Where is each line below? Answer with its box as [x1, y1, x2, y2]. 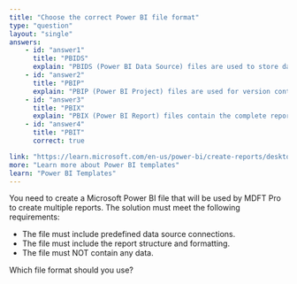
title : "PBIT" [32, 128, 86, 137]
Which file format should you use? [9, 265, 134, 275]
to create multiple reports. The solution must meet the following [9, 203, 240, 213]
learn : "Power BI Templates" [9, 169, 117, 178]
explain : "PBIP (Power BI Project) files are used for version [32, 87, 271, 96]
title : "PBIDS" [32, 54, 89, 63]
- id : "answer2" [25, 71, 86, 80]
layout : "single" [9, 29, 73, 38]
